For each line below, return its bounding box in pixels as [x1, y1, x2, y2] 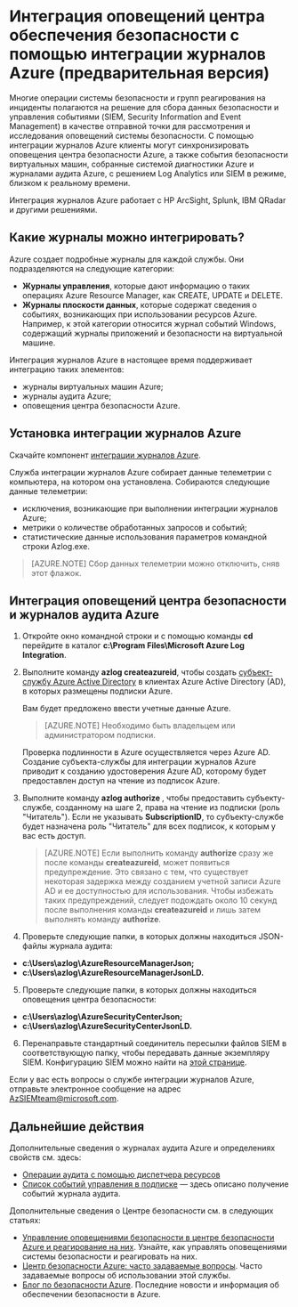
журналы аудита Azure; [21, 390, 112, 402]
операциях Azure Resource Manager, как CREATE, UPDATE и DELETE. [21, 289, 283, 300]
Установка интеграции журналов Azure [9, 426, 242, 442]
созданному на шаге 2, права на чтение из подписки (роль [55, 802, 280, 813]
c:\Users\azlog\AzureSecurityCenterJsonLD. [21, 1021, 193, 1032]
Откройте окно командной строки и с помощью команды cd [21, 630, 254, 642]
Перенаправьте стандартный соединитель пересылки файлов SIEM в [21, 1038, 287, 1049]
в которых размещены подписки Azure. [21, 686, 173, 696]
